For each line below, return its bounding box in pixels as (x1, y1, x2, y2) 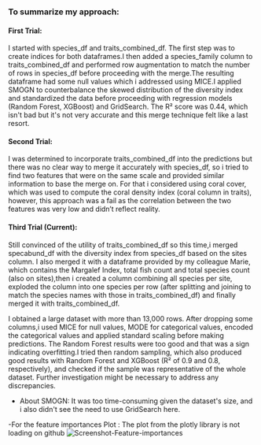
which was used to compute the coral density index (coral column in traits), (8, 187, 252, 197)
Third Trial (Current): (8, 222, 78, 232)
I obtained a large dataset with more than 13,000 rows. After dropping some (8, 313, 253, 323)
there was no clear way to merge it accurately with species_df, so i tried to (8, 162, 249, 172)
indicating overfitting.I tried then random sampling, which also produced (8, 347, 242, 357)
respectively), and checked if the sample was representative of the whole (8, 364, 246, 373)
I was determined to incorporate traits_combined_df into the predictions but (8, 154, 253, 164)
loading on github (8, 428, 65, 437)
